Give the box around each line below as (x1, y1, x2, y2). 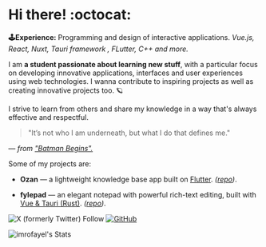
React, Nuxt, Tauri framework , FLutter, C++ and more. (8, 44, 189, 54)
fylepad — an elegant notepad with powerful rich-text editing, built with (19, 189, 257, 199)
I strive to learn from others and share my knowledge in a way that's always (8, 104, 257, 114)
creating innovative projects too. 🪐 (8, 86, 124, 95)
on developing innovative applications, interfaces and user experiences (8, 68, 244, 78)
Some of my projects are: (8, 158, 92, 169)
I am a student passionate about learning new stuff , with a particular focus (8, 59, 258, 69)
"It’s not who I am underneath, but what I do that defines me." (27, 128, 231, 137)
